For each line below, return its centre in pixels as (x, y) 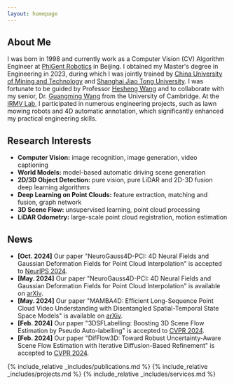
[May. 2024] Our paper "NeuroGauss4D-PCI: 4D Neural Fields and (114, 278)
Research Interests (49, 141)
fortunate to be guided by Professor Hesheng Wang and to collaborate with (116, 89)
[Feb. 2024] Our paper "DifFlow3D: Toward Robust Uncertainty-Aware (119, 338)
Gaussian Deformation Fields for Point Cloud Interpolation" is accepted (119, 264)
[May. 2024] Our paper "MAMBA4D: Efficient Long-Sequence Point (115, 301)
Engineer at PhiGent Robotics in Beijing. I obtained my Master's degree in (113, 67)
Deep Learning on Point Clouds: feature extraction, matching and (112, 195)
